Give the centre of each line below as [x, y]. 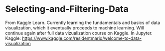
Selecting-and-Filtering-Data [67, 9]
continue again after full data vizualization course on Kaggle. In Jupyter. [79, 33]
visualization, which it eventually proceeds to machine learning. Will [75, 27]
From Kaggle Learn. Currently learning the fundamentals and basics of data [83, 23]
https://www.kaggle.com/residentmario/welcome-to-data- [82, 38]
